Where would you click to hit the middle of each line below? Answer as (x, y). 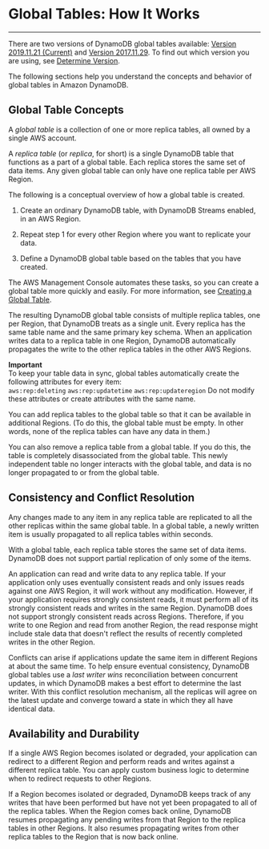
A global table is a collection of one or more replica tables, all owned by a (129, 129)
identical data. (32, 709)
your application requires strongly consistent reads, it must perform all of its (133, 599)
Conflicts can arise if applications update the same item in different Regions (133, 657)
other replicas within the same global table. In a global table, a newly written (134, 526)
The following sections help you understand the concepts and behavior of (130, 76)
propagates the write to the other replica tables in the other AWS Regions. (130, 349)
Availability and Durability (74, 734)
